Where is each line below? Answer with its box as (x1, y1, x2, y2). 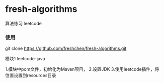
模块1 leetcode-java (5, 56, 46, 62)
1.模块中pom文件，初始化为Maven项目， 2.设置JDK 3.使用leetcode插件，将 (5, 66, 159, 72)
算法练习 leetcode (5, 20, 42, 26)
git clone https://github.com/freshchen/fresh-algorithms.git (5, 45, 127, 51)
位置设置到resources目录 (5, 73, 56, 79)
